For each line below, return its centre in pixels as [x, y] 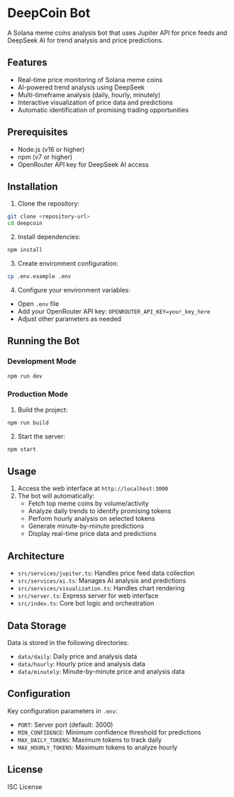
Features [27, 63]
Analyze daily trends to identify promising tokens [100, 511]
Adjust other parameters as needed [69, 319]
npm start [22, 449]
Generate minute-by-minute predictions [86, 526]
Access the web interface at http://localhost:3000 [93, 488]
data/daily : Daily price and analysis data [77, 656]
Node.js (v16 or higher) [51, 149]
